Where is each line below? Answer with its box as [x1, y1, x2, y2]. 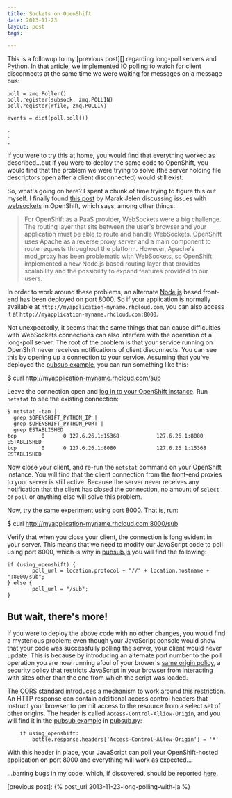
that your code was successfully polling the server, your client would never [7, 644, 222, 653]
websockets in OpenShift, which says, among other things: [7, 202, 176, 210]
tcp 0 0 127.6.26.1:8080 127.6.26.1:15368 [7, 445, 207, 452]
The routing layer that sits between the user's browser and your [24, 223, 207, 231]
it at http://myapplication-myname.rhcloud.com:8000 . [7, 310, 158, 319]
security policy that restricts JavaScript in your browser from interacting [7, 666, 213, 675]
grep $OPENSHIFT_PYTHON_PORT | [13, 420, 104, 428]
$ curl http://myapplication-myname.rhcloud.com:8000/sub [7, 520, 179, 528]
